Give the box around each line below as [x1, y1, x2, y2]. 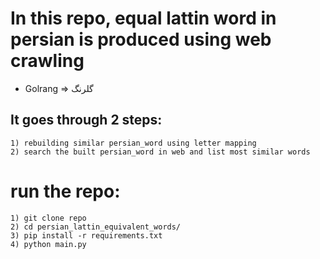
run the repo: [10, 180, 121, 202]
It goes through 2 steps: [10, 112, 163, 129]
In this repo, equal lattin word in [10, 7, 277, 30]
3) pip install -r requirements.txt [10, 230, 163, 241]
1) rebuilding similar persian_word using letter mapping [10, 138, 257, 148]
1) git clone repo [10, 213, 87, 223]
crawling [10, 50, 85, 72]
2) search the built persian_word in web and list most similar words [10, 147, 311, 157]
